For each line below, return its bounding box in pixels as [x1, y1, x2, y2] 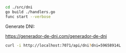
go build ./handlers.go [5, 9, 56, 15]
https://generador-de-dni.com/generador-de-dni [5, 33, 107, 39]
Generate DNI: [5, 23, 35, 29]
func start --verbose [5, 14, 51, 19]
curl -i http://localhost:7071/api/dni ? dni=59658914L [5, 43, 121, 48]
